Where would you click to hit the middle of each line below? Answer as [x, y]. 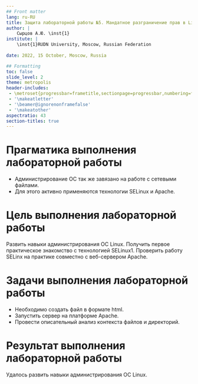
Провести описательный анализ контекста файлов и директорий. [97, 322]
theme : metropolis [29, 83]
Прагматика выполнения [71, 150]
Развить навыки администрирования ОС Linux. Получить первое [88, 244]
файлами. [27, 185]
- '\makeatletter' [31, 99]
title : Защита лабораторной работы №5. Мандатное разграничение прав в [96, 22]
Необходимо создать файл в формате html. [69, 310]
